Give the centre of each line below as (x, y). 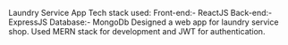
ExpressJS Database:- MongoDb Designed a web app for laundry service (144, 22)
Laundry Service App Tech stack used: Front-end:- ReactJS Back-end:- (140, 13)
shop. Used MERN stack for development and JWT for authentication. (137, 31)
